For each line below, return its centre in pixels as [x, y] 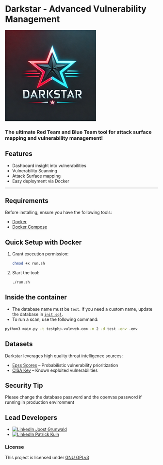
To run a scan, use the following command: [55, 319]
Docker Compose [30, 227]
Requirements [27, 201]
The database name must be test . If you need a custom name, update [82, 309]
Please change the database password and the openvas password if [73, 397]
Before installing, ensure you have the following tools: [58, 213]
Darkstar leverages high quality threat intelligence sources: [64, 356]
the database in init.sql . [37, 314]
